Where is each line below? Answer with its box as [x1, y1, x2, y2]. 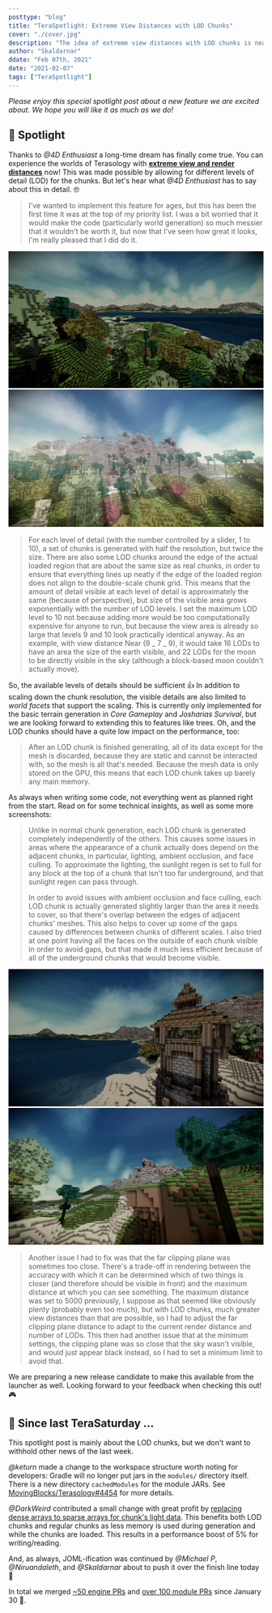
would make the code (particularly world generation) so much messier [28, 217, 263, 227]
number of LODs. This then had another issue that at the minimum [28, 1330, 249, 1341]
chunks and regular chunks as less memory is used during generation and [8, 1521, 256, 1531]
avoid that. [28, 1356, 64, 1366]
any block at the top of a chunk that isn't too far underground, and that [28, 868, 264, 878]
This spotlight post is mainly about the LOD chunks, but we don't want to [8, 1438, 251, 1448]
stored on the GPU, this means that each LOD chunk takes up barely [28, 768, 256, 777]
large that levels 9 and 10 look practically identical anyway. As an [28, 629, 245, 640]
